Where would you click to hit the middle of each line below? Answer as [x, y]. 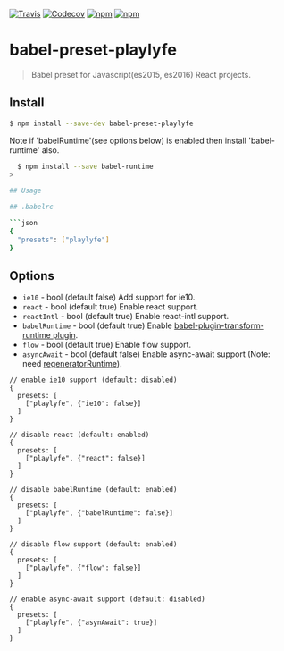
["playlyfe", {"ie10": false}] [84, 404]
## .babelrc [31, 207]
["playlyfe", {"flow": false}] [84, 568]
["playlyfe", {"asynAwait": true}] [92, 623]
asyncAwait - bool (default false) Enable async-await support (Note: [146, 354]
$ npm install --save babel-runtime [85, 166]
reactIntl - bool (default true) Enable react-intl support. [125, 317]
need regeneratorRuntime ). [72, 364]
